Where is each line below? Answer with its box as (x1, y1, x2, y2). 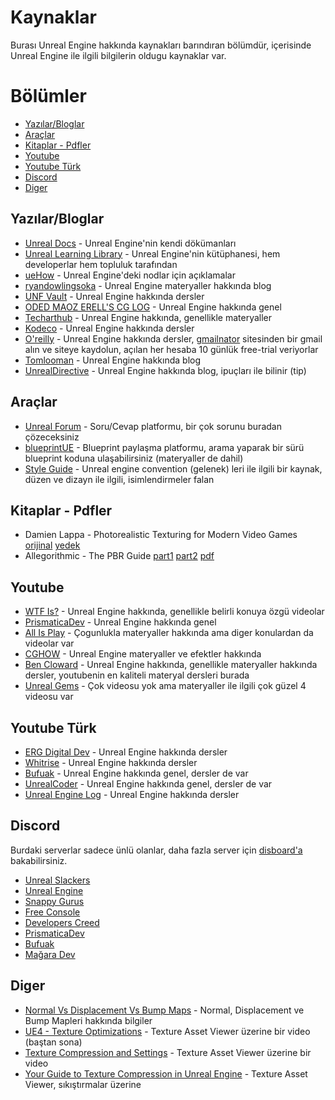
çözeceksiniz (24, 431, 80, 443)
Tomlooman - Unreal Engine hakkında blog (24, 354, 202, 366)
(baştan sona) (24, 1036, 83, 1048)
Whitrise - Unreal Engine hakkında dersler (24, 756, 198, 768)
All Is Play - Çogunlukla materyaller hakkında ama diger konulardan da (24, 627, 314, 639)
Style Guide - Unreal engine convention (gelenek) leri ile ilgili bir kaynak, (24, 462, 323, 475)
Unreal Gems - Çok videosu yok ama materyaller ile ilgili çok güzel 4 (24, 680, 307, 692)
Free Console (24, 906, 81, 918)
